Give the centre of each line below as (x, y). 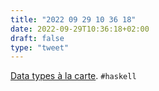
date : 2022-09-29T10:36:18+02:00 (80, 29)
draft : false (37, 38)
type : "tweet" (40, 47)
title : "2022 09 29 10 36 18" (73, 19)
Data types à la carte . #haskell (73, 76)
